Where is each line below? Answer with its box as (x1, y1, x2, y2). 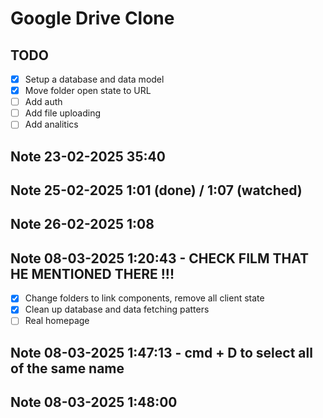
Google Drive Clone (10, 7, 175, 30)
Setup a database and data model (24, 73, 165, 85)
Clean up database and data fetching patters (24, 303, 210, 316)
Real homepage (24, 315, 90, 327)
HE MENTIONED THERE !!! (10, 265, 175, 282)
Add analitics (24, 118, 79, 131)
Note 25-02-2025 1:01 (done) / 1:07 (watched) (10, 182, 303, 199)
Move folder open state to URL (24, 85, 152, 97)
